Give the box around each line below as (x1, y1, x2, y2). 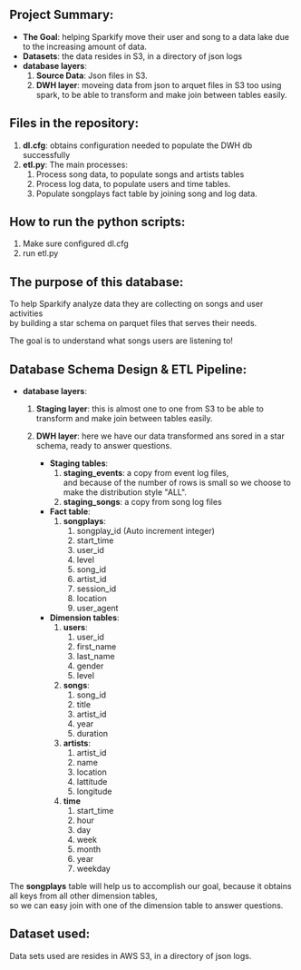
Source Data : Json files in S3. (35, 70, 148, 81)
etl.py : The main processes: (22, 159, 129, 170)
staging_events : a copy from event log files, (63, 468, 229, 479)
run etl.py (22, 248, 59, 259)
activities (9, 308, 44, 319)
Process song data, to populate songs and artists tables (35, 168, 245, 180)
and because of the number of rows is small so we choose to (63, 477, 292, 489)
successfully (22, 149, 71, 160)
